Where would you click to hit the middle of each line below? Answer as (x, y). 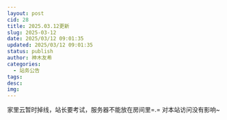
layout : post (26, 13)
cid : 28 (18, 20)
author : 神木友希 (30, 58)
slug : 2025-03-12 (32, 32)
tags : (15, 77)
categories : (24, 64)
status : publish (30, 52)
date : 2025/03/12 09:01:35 (45, 39)
